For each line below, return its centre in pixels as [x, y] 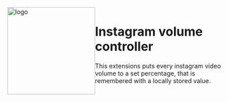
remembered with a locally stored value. [153, 80]
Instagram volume [149, 32]
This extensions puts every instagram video [158, 66]
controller [124, 46]
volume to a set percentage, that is [145, 73]
